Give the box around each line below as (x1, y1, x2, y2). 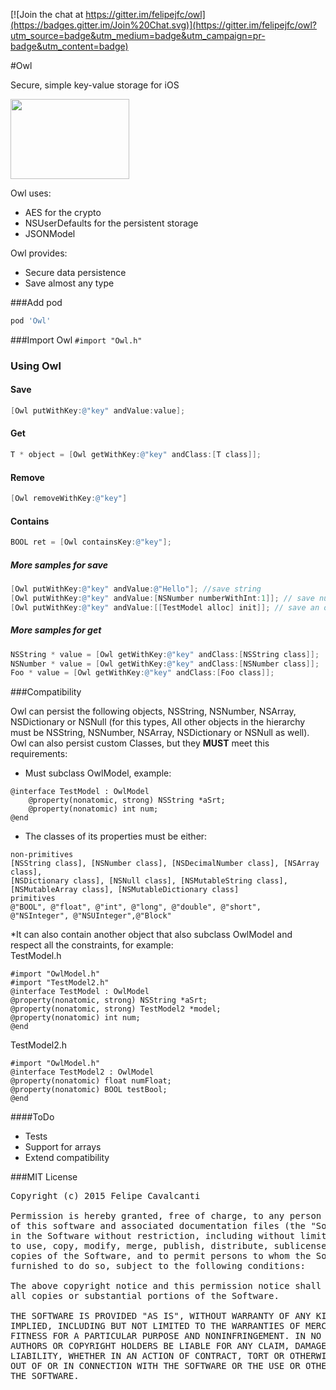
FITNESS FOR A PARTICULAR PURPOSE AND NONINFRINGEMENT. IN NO (10, 1330, 322, 1342)
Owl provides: (10, 247, 68, 259)
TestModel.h (10, 950, 62, 962)
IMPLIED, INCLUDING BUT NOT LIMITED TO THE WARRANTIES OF (10, 1320, 301, 1332)
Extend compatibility (24, 1152, 110, 1164)
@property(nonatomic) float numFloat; (10, 1076, 172, 1086)
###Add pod (10, 297, 63, 308)
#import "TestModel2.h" (10, 978, 110, 988)
